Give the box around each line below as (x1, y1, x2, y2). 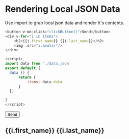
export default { (5, 66, 41, 71)
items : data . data (26, 79, 63, 84)
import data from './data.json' (5, 61, 71, 66)
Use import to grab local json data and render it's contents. (5, 20, 124, 26)
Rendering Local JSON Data (5, 3, 120, 15)
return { (18, 75, 36, 80)
